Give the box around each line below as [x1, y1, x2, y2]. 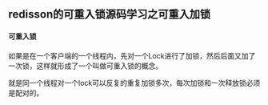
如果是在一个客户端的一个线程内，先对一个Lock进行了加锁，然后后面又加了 [8, 50, 256, 60]
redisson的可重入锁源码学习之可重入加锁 [8, 7, 210, 22]
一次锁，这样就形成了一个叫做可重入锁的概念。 [8, 61, 162, 71]
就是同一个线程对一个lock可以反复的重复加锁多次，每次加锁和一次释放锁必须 [8, 78, 261, 87]
